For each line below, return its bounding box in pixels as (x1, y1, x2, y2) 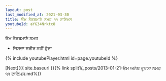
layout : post (5, 7, 33, 13)
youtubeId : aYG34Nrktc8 (5, 21, 56, 27)
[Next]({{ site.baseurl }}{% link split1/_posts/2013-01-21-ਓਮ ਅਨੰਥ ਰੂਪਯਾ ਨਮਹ (5, 65, 161, 71)
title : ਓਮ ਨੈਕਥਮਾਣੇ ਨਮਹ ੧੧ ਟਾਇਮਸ (5, 17, 72, 22)
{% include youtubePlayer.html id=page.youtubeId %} (5, 55, 118, 61)
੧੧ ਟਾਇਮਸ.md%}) (5, 71, 42, 77)
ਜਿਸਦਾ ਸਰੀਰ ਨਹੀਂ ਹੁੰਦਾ (12, 45, 52, 51)
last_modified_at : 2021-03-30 (5, 12, 70, 17)
